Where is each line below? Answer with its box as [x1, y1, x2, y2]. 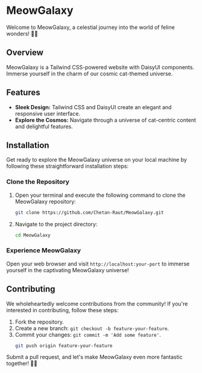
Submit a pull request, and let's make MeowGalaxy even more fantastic [6, 354, 183, 361]
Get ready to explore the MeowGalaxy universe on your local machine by [6, 156, 187, 164]
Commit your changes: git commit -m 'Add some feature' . [14, 331, 161, 338]
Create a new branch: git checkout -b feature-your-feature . [14, 324, 169, 332]
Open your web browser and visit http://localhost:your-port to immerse [6, 260, 190, 267]
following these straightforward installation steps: [6, 162, 129, 170]
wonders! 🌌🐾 [6, 30, 38, 37]
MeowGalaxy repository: [14, 197, 77, 205]
